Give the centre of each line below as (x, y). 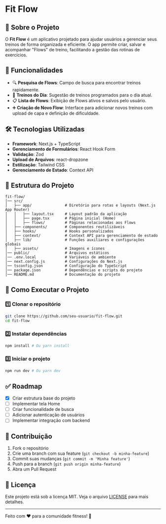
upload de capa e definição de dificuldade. (56, 113)
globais (13, 244)
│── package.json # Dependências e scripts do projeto (74, 270)
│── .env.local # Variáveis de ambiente (61, 257)
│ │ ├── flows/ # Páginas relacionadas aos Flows (70, 223)
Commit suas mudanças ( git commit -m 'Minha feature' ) (71, 459)
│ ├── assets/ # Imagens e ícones (55, 249)
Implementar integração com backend (51, 420)
